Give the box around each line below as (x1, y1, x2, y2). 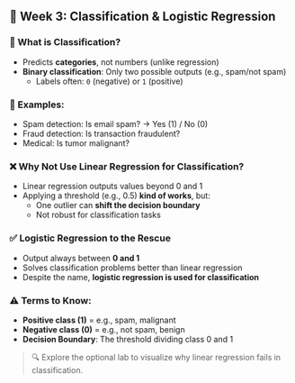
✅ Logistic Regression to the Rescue (9, 232, 171, 244)
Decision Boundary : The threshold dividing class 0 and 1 (22, 333, 234, 344)
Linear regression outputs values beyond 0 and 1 (22, 181, 203, 192)
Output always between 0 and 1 (22, 252, 140, 263)
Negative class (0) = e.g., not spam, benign (22, 324, 186, 334)
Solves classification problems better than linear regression (22, 262, 243, 273)
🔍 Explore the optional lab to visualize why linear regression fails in (31, 351, 282, 362)
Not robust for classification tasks (35, 209, 162, 221)
